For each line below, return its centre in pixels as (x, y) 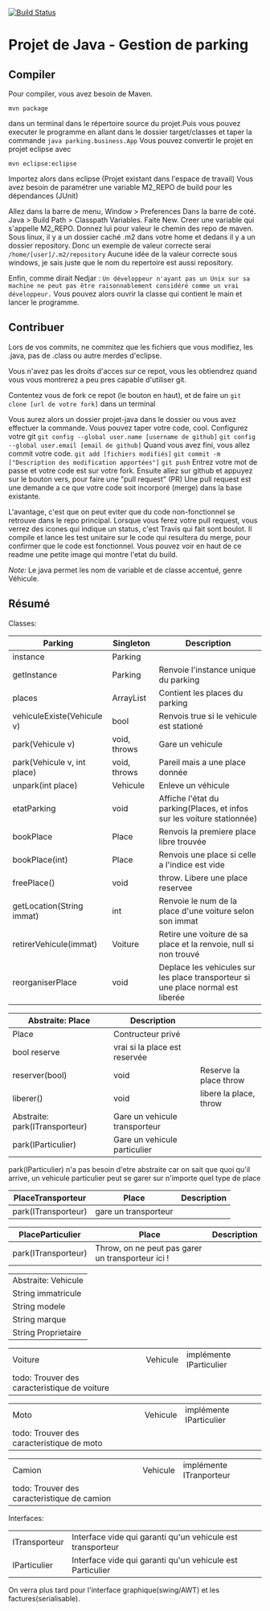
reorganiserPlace (45, 982)
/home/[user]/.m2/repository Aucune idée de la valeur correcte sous (123, 254)
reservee (176, 887)
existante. (25, 496)
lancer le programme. (44, 302)
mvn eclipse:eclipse (43, 164)
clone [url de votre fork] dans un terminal (82, 404)
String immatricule (47, 1293)
